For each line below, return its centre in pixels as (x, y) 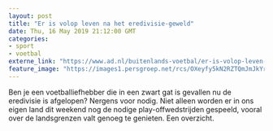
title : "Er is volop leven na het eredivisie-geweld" (102, 24)
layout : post (30, 16)
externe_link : (32, 62)
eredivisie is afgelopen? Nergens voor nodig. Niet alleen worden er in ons (131, 100)
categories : (28, 39)
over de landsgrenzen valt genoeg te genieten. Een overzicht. (111, 118)
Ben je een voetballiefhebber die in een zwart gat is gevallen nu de (120, 92)
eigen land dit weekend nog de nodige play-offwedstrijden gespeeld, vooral (135, 109)
